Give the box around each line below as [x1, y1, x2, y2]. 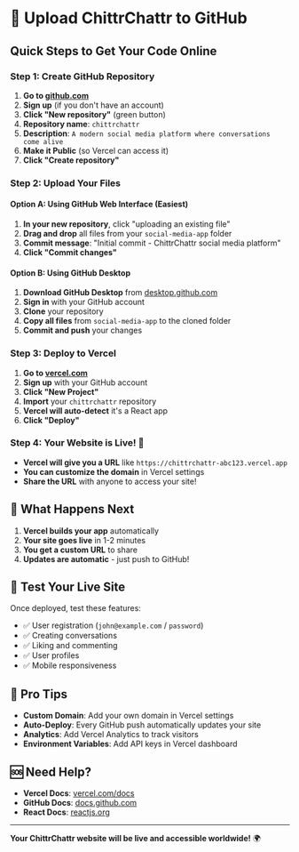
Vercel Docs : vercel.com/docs [22, 788, 135, 799]
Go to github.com [22, 90, 90, 100]
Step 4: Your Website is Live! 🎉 [10, 437, 145, 449]
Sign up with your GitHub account [22, 377, 148, 388]
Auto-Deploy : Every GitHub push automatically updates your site [22, 719, 262, 730]
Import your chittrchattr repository [22, 396, 157, 406]
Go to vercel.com [22, 367, 88, 378]
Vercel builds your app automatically [22, 525, 159, 536]
